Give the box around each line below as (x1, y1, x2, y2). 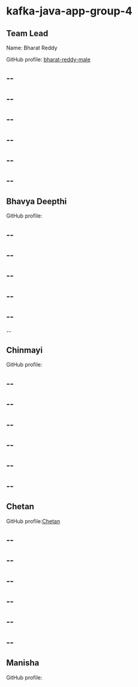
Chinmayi (6, 345, 43, 355)
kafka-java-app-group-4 (6, 4, 133, 18)
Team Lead (6, 28, 49, 39)
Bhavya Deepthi (6, 196, 67, 206)
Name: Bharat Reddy (6, 44, 58, 51)
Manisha (6, 658, 40, 668)
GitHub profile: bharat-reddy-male (6, 56, 91, 63)
